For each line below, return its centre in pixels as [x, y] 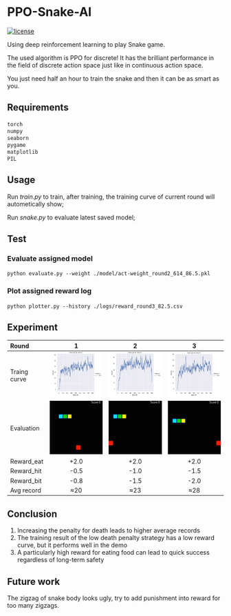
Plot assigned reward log [49, 291]
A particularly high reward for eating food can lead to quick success [113, 553]
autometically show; [35, 203]
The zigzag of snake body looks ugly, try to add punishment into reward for [114, 598]
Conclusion [32, 514]
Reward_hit [26, 471]
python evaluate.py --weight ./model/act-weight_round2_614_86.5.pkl [109, 274]
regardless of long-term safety [60, 560]
